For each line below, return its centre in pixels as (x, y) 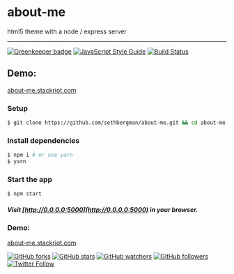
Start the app (30, 179)
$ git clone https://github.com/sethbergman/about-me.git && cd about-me (117, 123)
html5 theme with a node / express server (67, 31)
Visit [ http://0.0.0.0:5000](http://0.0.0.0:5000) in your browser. (103, 209)
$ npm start (24, 194)
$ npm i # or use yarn (40, 155)
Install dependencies (44, 140)
